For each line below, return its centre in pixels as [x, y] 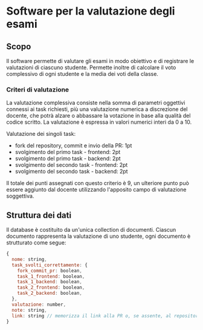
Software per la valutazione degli [91, 11]
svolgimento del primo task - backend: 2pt [68, 158]
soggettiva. [20, 196]
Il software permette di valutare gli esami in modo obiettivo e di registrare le [100, 61]
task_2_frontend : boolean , [51, 288]
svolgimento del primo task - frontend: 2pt [68, 152]
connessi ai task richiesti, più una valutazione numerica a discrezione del [97, 109]
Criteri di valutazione [38, 89]
